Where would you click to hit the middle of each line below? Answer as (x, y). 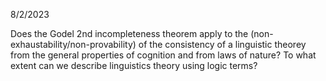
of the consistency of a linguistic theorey (222, 44)
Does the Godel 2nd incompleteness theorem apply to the (129, 33)
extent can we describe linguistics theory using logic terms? (134, 65)
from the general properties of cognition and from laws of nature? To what (163, 55)
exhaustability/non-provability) (73, 44)
